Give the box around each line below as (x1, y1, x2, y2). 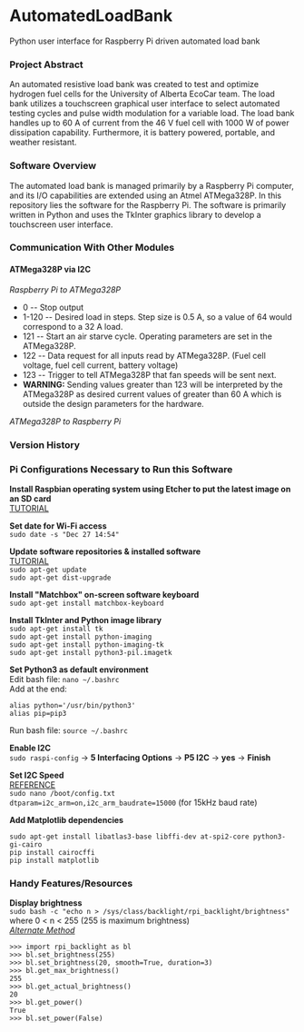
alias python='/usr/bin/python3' (9, 700, 136, 709)
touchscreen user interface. (9, 219, 113, 230)
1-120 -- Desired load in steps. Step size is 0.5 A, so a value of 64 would (22, 311, 292, 322)
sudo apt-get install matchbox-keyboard (9, 599, 165, 608)
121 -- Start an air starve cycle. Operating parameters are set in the (22, 331, 272, 342)
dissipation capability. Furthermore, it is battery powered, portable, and (9, 127, 275, 138)
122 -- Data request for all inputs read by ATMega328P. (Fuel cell (22, 350, 266, 361)
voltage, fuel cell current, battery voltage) (22, 360, 179, 371)
